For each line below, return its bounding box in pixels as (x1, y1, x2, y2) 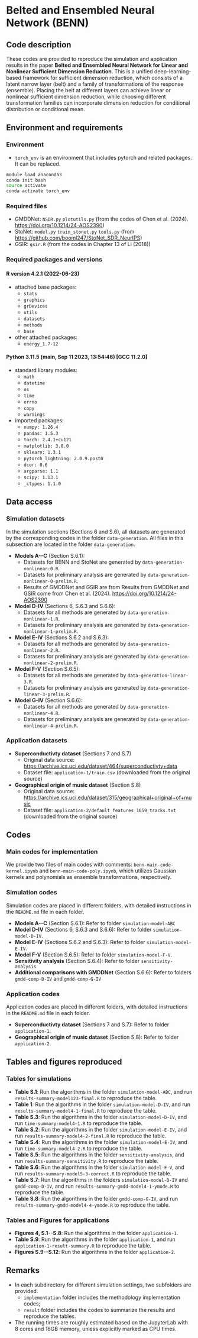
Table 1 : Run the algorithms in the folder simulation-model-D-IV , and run (14, 1101, 191, 1108)
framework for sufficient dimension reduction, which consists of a (22, 75, 183, 81)
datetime (23, 380, 46, 386)
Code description (6, 40, 72, 50)
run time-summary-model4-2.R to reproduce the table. (14, 1145, 143, 1152)
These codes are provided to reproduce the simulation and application (6, 56, 177, 62)
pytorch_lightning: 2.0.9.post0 (23, 455, 103, 461)
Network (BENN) (6, 16, 89, 30)
